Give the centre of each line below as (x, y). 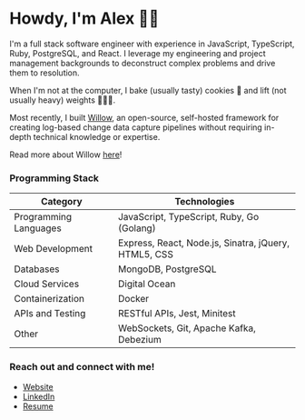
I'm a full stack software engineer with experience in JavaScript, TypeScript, (152, 44)
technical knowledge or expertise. (97, 136)
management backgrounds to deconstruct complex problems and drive (143, 63)
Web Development (54, 249)
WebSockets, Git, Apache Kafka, (187, 328)
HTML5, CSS (146, 255)
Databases (37, 269)
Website (38, 386)
